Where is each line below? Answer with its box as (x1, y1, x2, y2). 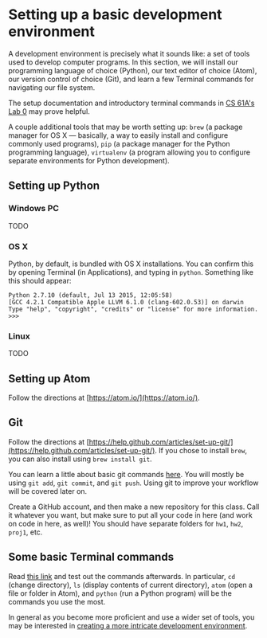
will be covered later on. (8, 486, 88, 495)
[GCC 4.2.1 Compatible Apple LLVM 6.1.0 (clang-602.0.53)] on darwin (8, 298, 245, 306)
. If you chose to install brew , (155, 445, 248, 455)
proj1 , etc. (8, 527, 43, 537)
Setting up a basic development (8, 6, 222, 24)
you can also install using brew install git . (8, 454, 153, 464)
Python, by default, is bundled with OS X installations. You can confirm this (8, 259, 253, 268)
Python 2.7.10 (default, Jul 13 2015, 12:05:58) (8, 291, 173, 299)
